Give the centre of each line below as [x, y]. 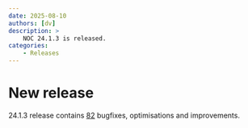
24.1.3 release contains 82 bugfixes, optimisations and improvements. [124, 115]
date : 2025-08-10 [38, 16]
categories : [28, 46]
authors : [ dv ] [32, 23]
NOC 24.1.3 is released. [65, 38]
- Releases [41, 53]
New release [51, 93]
